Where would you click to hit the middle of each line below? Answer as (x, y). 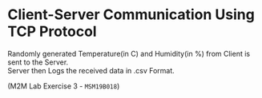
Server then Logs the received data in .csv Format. (91, 70)
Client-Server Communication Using (131, 15)
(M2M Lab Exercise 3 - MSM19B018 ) (64, 86)
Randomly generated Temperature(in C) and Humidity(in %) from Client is (129, 53)
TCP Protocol (52, 31)
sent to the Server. (38, 62)
